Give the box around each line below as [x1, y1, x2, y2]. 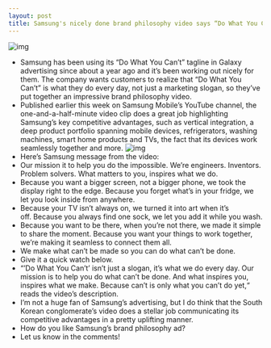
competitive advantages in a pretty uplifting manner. [19, 314, 194, 324]
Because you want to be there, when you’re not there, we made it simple [19, 220, 261, 230]
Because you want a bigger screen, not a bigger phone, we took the [19, 177, 246, 187]
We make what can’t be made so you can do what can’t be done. [19, 245, 236, 255]
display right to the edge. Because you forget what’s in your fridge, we [19, 186, 254, 195]
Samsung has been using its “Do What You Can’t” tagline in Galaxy [19, 57, 242, 67]
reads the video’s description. [19, 288, 119, 299]
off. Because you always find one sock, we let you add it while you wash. [19, 212, 263, 221]
